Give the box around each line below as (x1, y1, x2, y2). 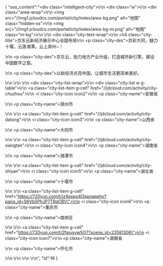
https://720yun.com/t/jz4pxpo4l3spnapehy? (18, 194, 107, 199)
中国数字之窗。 (5, 60, 35, 66)
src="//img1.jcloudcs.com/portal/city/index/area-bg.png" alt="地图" (5, 15, 141, 21)
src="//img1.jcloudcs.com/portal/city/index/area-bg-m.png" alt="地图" (5, 26, 146, 32)
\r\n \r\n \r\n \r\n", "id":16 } (5, 255, 58, 261)
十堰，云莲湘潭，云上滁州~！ (5, 44, 64, 49)
